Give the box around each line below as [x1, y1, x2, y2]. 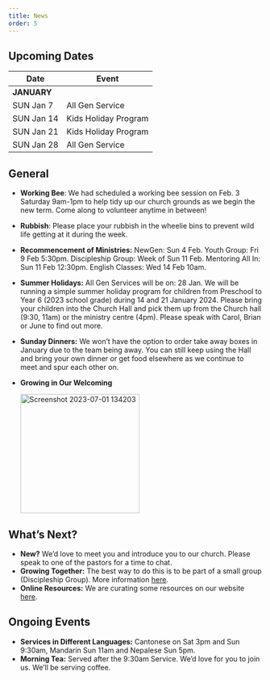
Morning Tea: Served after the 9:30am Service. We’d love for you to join [19, 653, 260, 663]
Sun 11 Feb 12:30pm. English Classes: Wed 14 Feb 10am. [19, 262, 207, 272]
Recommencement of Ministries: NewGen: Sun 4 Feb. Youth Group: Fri [19, 246, 260, 255]
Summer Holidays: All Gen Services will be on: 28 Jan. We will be [19, 278, 239, 288]
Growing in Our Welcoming [19, 378, 113, 388]
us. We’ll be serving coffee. [19, 662, 111, 672]
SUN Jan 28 [12, 139, 59, 150]
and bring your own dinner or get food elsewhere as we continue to [19, 354, 244, 363]
